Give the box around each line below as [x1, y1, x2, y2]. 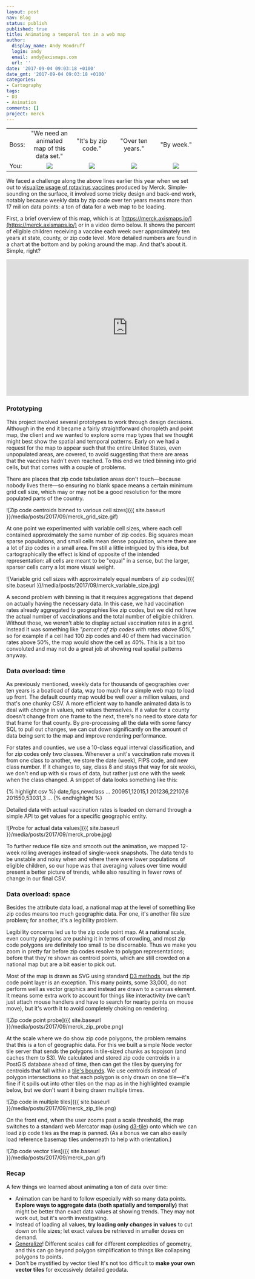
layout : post [6, 9, 39, 15]
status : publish [6, 20, 47, 26]
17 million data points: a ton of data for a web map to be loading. [6, 203, 167, 210]
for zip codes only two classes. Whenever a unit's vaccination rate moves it [6, 750, 195, 757]
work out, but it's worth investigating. [15, 1214, 108, 1221]
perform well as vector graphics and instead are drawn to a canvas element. [6, 986, 197, 993]
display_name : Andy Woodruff [12, 43, 85, 49]
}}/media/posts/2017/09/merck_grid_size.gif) [6, 513, 118, 520]
